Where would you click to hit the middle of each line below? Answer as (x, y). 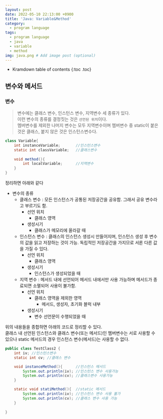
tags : (11, 32)
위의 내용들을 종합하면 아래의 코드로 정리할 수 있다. (54, 327)
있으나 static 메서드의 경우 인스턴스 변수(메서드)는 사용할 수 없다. (67, 339)
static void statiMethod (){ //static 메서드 (60, 389)
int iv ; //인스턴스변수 (35, 353)
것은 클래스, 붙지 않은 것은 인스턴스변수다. (57, 131)
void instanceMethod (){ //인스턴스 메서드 (60, 367)
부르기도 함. (36, 206)
